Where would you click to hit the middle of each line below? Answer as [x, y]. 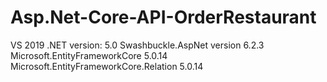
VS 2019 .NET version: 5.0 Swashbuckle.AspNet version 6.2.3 [137, 45]
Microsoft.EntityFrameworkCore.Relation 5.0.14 [107, 66]
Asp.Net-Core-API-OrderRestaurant [163, 17]
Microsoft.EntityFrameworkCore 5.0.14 [89, 55]
